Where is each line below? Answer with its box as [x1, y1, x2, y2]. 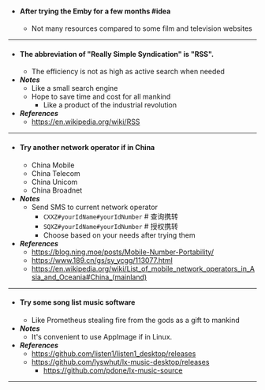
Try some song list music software [19, 298, 136, 307]
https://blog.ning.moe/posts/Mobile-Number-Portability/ [31, 247, 215, 257]
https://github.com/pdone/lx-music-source [43, 366, 183, 375]
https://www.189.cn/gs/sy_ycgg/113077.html [31, 255, 174, 264]
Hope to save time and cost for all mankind [31, 92, 171, 102]
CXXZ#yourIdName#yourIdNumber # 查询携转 [43, 212, 179, 221]
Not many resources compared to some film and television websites [31, 24, 252, 33]
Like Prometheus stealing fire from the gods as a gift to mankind [31, 315, 241, 324]
